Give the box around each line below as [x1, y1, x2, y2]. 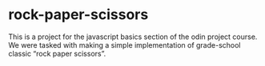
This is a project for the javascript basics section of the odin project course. [8, 32, 258, 41]
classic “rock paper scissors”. [8, 49, 106, 58]
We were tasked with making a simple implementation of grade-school [8, 40, 241, 49]
